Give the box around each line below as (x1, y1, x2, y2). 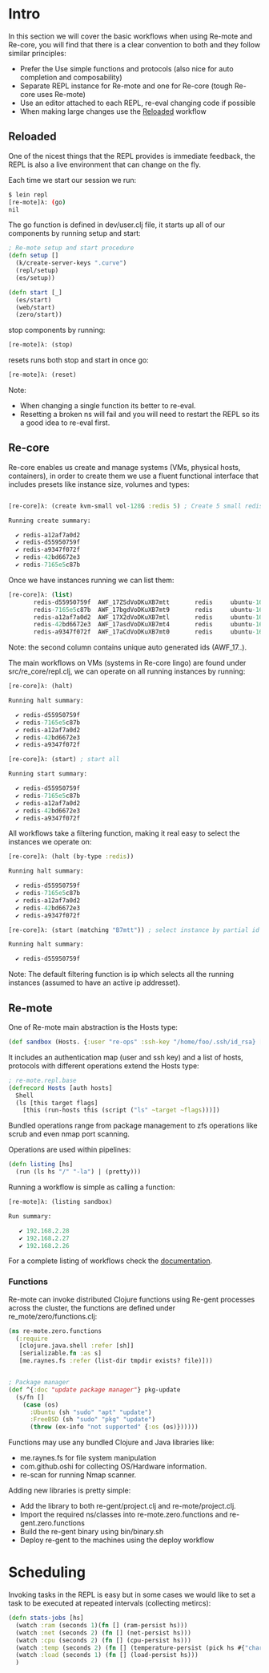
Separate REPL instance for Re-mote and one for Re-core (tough (19, 81, 234, 91)
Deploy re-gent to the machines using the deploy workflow (19, 1535, 215, 1545)
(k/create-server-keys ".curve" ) (15, 259, 127, 267)
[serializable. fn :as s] (18, 1349, 102, 1358)
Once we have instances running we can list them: (8, 575, 175, 585)
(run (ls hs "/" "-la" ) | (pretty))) (15, 1168, 142, 1176)
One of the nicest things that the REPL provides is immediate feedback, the (8, 151, 256, 160)
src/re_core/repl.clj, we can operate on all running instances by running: (8, 666, 246, 676)
